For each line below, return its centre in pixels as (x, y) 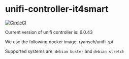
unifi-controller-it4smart (57, 9)
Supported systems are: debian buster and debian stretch (65, 51)
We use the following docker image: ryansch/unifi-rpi (59, 42)
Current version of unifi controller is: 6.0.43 (49, 32)
